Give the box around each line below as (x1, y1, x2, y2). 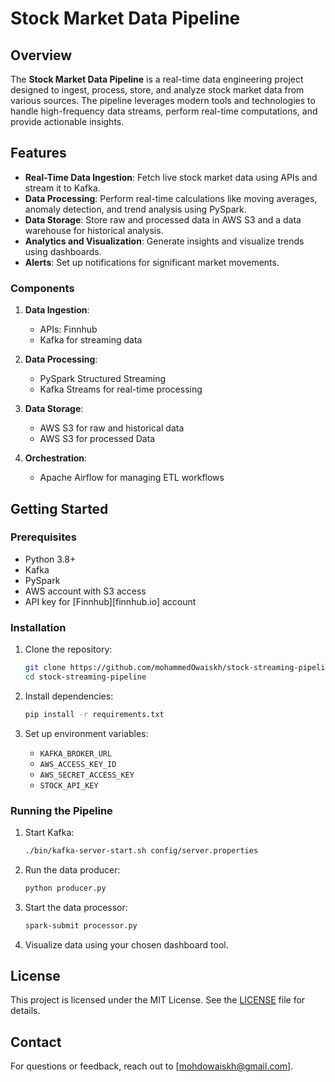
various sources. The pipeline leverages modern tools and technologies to (10, 95, 316, 106)
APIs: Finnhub (39, 323, 98, 336)
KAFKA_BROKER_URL (39, 748, 113, 759)
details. (10, 1005, 41, 1017)
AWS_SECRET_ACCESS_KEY (39, 770, 135, 780)
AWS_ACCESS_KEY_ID (39, 759, 117, 769)
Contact (10, 1033, 62, 1051)
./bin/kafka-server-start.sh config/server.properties (24, 846, 259, 856)
